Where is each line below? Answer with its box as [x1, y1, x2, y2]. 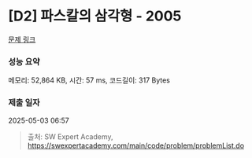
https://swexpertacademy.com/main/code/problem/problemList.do [27, 141, 245, 150]
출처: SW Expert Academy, [27, 131, 113, 141]
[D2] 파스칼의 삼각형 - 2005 [8, 7, 182, 25]
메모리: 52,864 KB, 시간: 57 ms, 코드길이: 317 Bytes [8, 75, 171, 85]
